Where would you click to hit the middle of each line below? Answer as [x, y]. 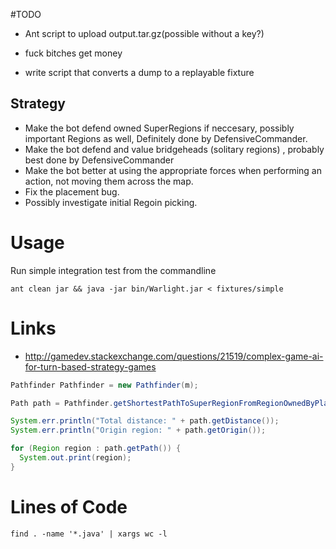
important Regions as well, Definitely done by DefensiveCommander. [166, 138]
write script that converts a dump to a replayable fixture [139, 72]
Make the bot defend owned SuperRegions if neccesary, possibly [159, 128]
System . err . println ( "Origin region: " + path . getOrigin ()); [138, 430]
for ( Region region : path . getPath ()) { [96, 449]
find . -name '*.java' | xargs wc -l [89, 534]
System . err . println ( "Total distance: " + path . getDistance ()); [145, 421]
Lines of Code [69, 507]
